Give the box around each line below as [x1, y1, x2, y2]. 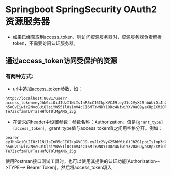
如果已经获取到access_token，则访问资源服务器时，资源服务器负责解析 [12, 34, 162, 40]
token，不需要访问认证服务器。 [12, 40, 78, 46]
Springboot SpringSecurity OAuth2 [5, 4, 157, 15]
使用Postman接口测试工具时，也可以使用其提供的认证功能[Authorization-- [5, 158, 160, 164]
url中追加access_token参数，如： [12, 85, 83, 92]
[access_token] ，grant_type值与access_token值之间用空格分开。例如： [12, 125, 163, 131]
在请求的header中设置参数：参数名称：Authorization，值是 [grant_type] [12, 119, 164, 125]
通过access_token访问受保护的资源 [5, 56, 117, 65]
